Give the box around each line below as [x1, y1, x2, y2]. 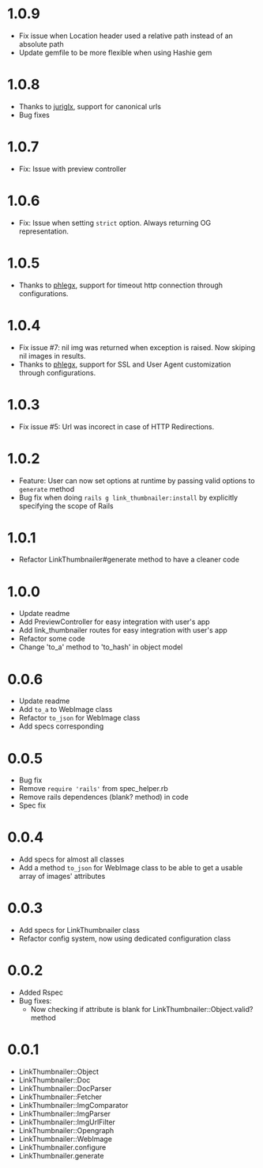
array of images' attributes [18, 872, 106, 881]
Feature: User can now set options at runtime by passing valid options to [18, 476, 255, 485]
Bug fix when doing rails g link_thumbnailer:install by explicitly [18, 493, 239, 502]
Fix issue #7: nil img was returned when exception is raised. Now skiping [18, 342, 256, 352]
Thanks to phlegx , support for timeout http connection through [18, 280, 223, 290]
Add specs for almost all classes [18, 854, 125, 864]
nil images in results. [18, 351, 86, 360]
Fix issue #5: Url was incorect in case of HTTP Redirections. [18, 421, 215, 432]
